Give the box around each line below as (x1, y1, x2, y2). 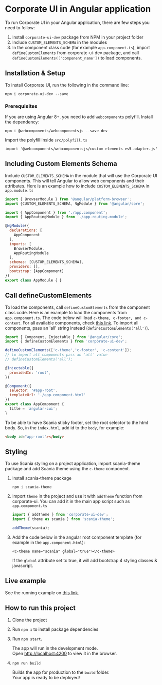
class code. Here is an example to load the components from (5, 309, 127, 315)
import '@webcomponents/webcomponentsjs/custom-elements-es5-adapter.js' (5, 146, 158, 152)
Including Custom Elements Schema (5, 160, 118, 168)
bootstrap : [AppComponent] (9, 269, 64, 274)
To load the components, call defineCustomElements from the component (5, 304, 150, 310)
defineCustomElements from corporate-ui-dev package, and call (12, 50, 139, 56)
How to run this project (5, 604, 76, 612)
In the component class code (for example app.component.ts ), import (12, 44, 150, 50)
